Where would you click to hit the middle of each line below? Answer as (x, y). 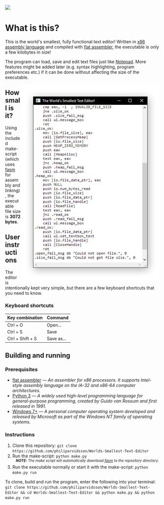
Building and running (38, 356)
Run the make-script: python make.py (49, 456)
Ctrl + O (15, 325)
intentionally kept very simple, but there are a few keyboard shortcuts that (80, 288)
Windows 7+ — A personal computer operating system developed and (83, 412)
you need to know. (24, 293)
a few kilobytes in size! (28, 52)
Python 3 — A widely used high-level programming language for (78, 396)
